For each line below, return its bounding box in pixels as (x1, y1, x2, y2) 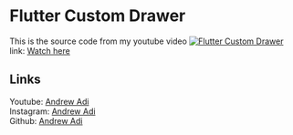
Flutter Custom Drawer (9, 5, 186, 26)
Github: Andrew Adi (9, 115, 83, 126)
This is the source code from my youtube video (9, 36, 187, 47)
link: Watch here (9, 45, 70, 56)
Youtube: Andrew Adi (9, 96, 89, 107)
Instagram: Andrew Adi (9, 106, 96, 117)
